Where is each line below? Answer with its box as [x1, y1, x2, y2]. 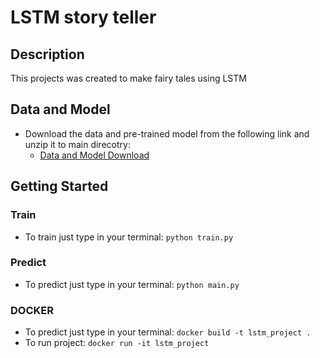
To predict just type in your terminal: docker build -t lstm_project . [24, 326, 312, 338]
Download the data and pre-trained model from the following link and [24, 127, 310, 140]
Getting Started [10, 178, 109, 195]
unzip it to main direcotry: [24, 138, 131, 150]
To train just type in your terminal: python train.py [24, 231, 234, 243]
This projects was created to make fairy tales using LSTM [10, 72, 247, 84]
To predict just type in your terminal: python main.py [24, 278, 240, 290]
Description [10, 46, 85, 63]
